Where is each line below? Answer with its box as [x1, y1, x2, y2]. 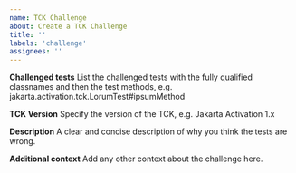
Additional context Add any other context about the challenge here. [9, 153, 263, 164]
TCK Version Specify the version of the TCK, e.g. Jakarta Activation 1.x [9, 109, 275, 120]
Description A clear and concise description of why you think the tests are [9, 126, 288, 137]
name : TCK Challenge [9, 13, 88, 23]
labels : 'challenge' [9, 38, 88, 48]
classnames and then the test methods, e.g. [9, 82, 173, 92]
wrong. [9, 136, 36, 147]
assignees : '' [9, 47, 63, 56]
